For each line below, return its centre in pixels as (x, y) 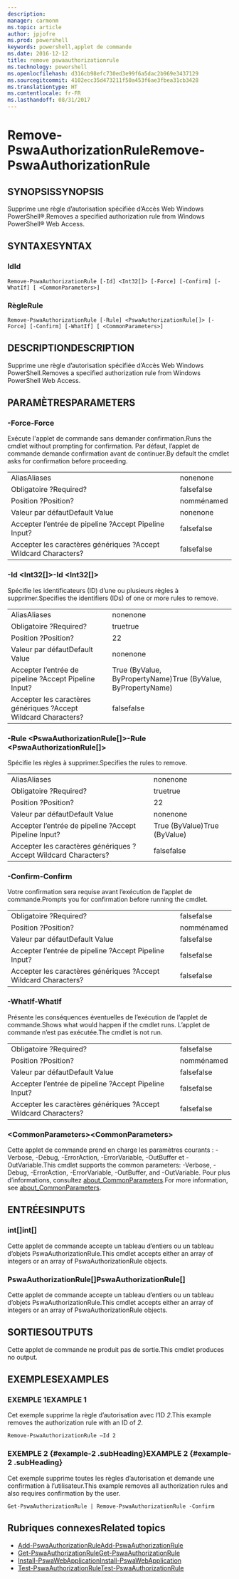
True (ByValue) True (186, 826)
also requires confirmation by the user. (64, 1493)
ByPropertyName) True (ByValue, (167, 678)
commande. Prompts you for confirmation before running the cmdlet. (108, 899)
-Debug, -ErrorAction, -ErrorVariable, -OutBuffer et (110, 1157)
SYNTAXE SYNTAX (50, 246)
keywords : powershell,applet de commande (70, 47)
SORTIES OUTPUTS (51, 1332)
